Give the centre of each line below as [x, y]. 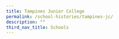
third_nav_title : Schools [37, 27]
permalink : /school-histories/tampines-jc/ [60, 17]
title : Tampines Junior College [45, 11]
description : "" [26, 22]
